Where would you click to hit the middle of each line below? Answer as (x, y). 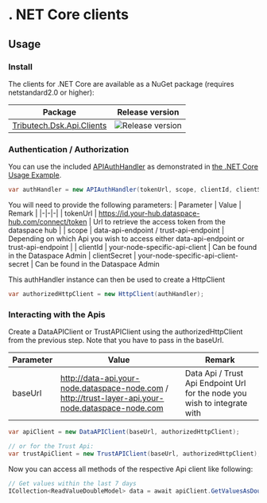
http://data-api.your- (100, 378)
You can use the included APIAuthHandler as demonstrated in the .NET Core (133, 167)
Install (21, 67)
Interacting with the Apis (57, 314)
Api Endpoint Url (216, 384)
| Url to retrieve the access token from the (157, 222)
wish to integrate (217, 404)
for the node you (216, 393)
